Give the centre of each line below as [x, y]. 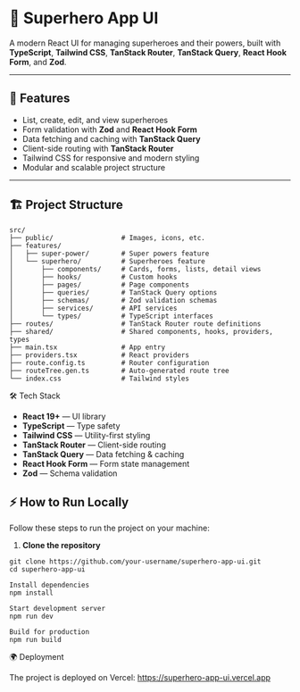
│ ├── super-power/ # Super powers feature [109, 254]
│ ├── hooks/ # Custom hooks [93, 277]
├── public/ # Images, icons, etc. [107, 238]
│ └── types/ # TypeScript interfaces [112, 316]
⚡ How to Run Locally [69, 502]
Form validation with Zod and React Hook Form [110, 129]
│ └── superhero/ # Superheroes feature [107, 261]
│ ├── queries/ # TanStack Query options [113, 292]
